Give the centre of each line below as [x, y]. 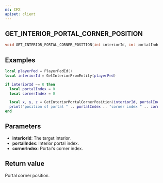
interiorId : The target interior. [41, 138]
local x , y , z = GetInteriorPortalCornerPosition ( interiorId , [73, 102]
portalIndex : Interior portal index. [45, 143]
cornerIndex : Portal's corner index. [48, 148]
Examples [20, 60]
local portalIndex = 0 [32, 89]
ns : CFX [13, 9]
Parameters [23, 126]
